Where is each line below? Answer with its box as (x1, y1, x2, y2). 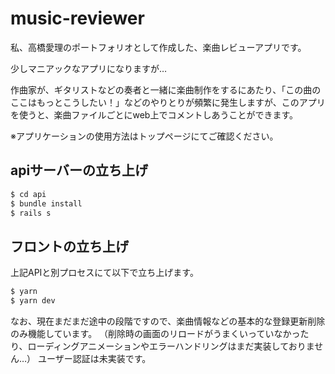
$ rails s (10, 208, 52, 218)
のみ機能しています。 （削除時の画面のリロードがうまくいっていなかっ (10, 327, 301, 339)
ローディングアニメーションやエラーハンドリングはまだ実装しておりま (27, 340, 315, 352)
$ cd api (10, 189, 47, 199)
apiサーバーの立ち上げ (10, 162, 148, 179)
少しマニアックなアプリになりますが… (10, 62, 168, 74)
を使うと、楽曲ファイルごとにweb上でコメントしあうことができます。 (10, 108, 298, 121)
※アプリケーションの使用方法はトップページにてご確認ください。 (10, 130, 279, 142)
